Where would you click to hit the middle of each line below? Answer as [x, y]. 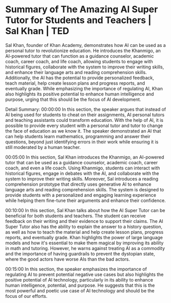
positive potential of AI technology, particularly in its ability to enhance [79, 280]
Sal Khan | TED [37, 31]
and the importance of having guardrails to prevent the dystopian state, [80, 254]
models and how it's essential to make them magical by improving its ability [84, 243]
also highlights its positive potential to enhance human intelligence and [80, 94]
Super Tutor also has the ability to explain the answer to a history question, [84, 226]
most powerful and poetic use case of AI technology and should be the [80, 291]
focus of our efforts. [26, 296]
